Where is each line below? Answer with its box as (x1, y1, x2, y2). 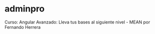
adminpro (4, 3, 45, 14)
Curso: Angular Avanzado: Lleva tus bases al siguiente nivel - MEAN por (4, 19, 151, 25)
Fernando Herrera (4, 24, 41, 30)
